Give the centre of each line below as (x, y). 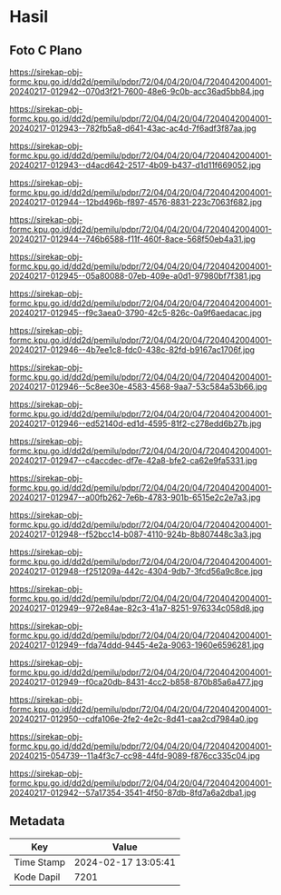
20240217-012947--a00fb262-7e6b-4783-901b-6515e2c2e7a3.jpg (135, 497)
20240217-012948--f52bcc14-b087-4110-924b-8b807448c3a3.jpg (136, 534)
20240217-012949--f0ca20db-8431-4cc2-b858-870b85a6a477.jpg (136, 682)
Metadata (37, 821)
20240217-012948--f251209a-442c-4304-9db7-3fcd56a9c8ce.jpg (136, 571)
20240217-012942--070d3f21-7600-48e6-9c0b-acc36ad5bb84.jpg (137, 91)
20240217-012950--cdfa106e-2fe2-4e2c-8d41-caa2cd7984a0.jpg (134, 719)
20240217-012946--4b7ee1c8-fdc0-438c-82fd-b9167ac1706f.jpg (132, 350)
